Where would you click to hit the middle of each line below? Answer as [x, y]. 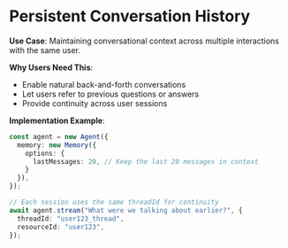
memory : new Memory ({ [57, 145]
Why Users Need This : [51, 67]
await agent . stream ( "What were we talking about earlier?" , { [126, 210]
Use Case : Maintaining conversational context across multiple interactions [144, 41]
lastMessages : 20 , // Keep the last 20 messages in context [145, 161]
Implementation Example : [57, 120]
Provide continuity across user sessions [95, 103]
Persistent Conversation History [130, 16]
